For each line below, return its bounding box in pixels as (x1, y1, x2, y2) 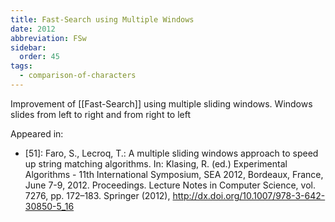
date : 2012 (10, 24, 56, 34)
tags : (10, 61, 33, 71)
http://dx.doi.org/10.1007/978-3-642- (172, 189, 326, 201)
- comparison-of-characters (19, 71, 137, 81)
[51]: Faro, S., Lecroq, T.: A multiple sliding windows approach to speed (24, 147, 319, 159)
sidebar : (10, 42, 47, 53)
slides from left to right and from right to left (10, 108, 192, 120)
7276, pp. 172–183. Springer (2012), (24, 189, 171, 201)
